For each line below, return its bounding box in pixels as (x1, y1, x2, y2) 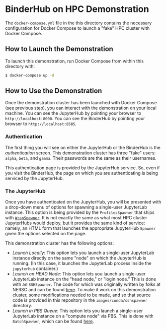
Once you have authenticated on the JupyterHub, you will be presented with (5, 199, 162, 205)
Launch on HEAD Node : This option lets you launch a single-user (12, 271, 146, 277)
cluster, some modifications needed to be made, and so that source (12, 292, 151, 298)
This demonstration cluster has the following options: (5, 240, 114, 246)
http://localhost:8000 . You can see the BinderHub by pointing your (5, 116, 145, 122)
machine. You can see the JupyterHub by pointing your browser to (5, 110, 142, 116)
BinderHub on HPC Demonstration (5, 3, 149, 15)
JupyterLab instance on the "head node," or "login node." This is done (12, 276, 157, 282)
